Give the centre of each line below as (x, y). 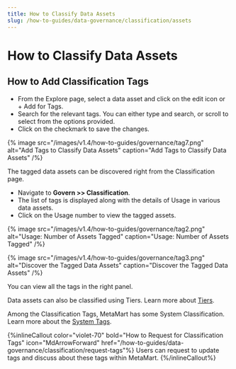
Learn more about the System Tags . (60, 321)
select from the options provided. (66, 121)
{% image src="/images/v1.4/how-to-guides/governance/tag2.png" (106, 229)
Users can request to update (178, 350)
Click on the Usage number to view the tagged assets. (97, 215)
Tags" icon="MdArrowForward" (54, 342)
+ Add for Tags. (40, 106)
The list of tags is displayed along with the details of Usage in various (119, 200)
